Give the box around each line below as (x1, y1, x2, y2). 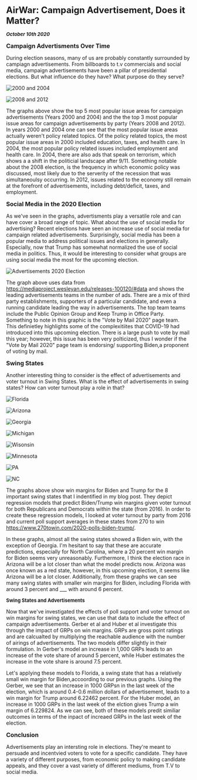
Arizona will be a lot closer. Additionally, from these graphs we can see (6, 573, 177, 580)
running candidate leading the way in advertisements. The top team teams (6, 304, 186, 311)
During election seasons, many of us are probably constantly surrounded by (6, 55, 190, 61)
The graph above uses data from (6, 279, 86, 286)
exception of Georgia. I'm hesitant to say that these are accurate (6, 542, 161, 549)
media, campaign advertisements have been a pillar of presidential (6, 67, 167, 74)
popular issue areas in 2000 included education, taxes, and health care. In (6, 139, 186, 145)
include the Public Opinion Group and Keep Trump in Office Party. (6, 311, 165, 317)
